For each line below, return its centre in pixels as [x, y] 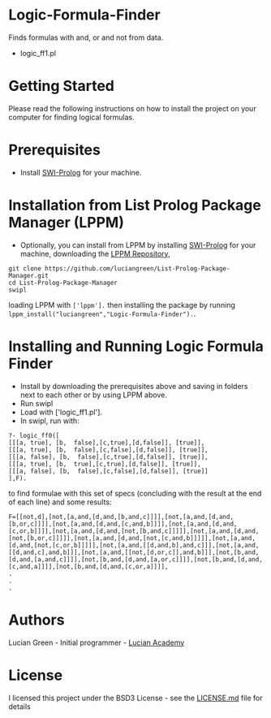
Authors [37, 620]
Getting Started [62, 86]
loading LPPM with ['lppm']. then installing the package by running [122, 305]
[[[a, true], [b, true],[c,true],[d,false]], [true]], [105, 464]
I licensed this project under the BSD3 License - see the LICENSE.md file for [135, 698]
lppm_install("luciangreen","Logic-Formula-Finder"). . [102, 314]
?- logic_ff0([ [34, 435]
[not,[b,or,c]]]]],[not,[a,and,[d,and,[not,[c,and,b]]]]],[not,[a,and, [132, 538]
